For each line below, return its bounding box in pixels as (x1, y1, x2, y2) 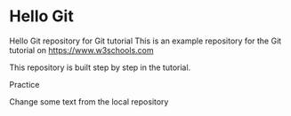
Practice (9, 79, 40, 89)
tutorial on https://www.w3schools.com (9, 44, 154, 55)
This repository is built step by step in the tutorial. (9, 62, 191, 73)
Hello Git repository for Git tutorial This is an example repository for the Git (9, 35, 282, 46)
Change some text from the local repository (9, 96, 169, 107)
